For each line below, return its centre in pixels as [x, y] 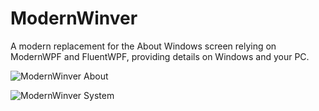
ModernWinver [74, 18]
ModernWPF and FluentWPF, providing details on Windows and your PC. [160, 56]
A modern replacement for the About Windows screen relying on [143, 46]
